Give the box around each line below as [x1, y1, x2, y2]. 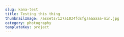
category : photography [5, 20, 51, 25]
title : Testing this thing [5, 12, 60, 16]
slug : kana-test [5, 7, 38, 12]
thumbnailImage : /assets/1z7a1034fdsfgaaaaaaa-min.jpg [5, 16, 120, 21]
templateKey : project [5, 25, 50, 30]
